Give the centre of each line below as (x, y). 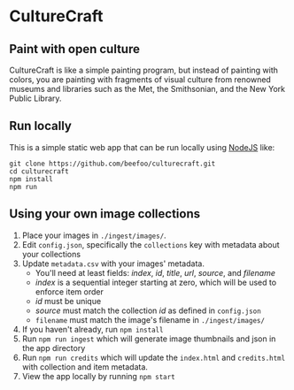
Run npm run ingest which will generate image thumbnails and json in (149, 339)
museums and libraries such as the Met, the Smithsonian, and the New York (147, 89)
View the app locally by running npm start (98, 376)
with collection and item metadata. (85, 367)
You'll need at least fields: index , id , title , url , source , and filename (155, 272)
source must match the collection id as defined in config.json (148, 310)
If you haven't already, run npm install (93, 329)
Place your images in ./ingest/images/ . (94, 235)
